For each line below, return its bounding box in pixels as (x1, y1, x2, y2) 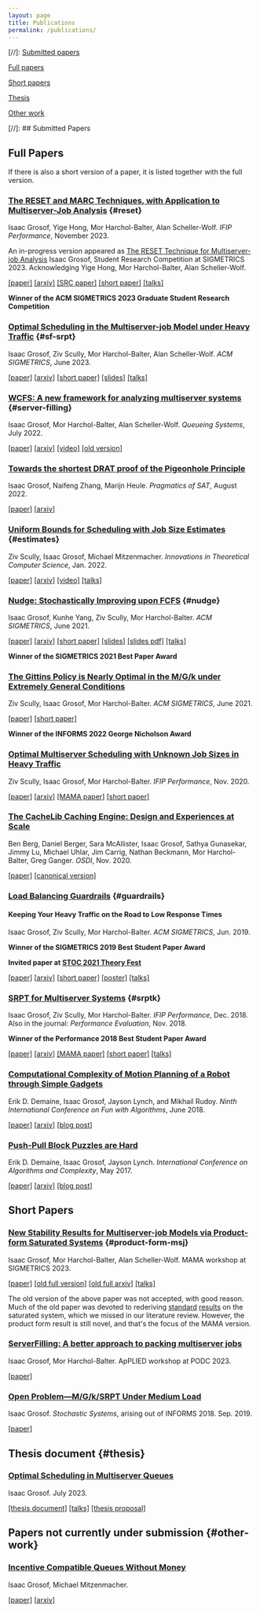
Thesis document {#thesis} (8, 1446, 145, 1460)
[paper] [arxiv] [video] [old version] (8, 444, 123, 453)
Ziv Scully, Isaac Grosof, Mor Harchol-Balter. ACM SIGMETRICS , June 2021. (8, 699, 253, 708)
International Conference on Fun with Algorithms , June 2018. (8, 1105, 206, 1114)
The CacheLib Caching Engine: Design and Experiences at (8, 811, 235, 822)
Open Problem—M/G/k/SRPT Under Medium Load (8, 1391, 202, 1402)
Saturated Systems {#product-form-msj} (28, 1237, 189, 1248)
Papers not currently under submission (8, 1526, 204, 1540)
